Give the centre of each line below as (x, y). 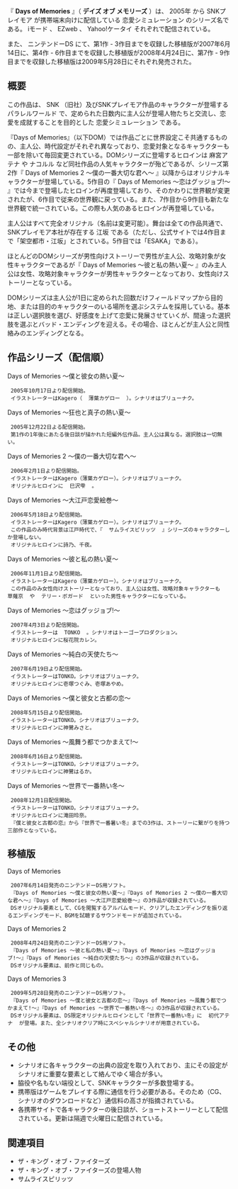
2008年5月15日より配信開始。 (48, 712)
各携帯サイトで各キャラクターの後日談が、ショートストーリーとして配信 (123, 1110)
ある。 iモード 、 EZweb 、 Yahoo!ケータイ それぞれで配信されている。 (111, 29)
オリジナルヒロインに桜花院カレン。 (55, 640)
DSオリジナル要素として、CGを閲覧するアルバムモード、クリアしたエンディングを (111, 908)
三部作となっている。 (34, 830)
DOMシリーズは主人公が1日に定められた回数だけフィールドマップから (109, 298)
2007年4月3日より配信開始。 (46, 625)
